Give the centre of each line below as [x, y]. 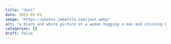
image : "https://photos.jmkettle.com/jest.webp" [58, 19]
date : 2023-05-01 [24, 15]
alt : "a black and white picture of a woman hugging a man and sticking [84, 24]
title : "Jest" [20, 10]
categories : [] [21, 29]
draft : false [19, 33]
